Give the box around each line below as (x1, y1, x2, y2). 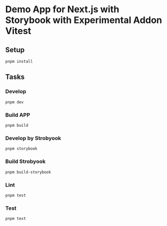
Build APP (5, 111, 31, 118)
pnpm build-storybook (5, 169, 51, 175)
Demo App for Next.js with (5, 4, 120, 15)
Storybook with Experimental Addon (5, 14, 162, 26)
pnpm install (5, 59, 33, 64)
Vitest (5, 25, 32, 37)
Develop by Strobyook (5, 134, 62, 142)
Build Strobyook (5, 158, 46, 165)
